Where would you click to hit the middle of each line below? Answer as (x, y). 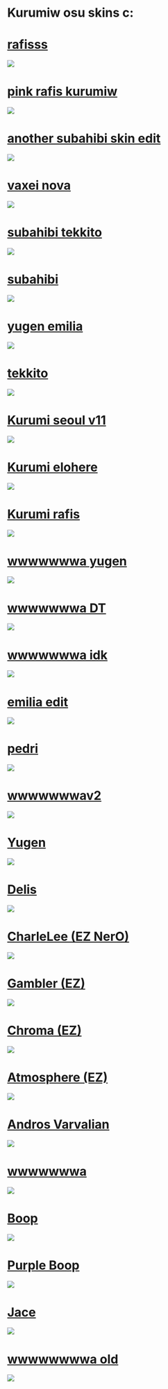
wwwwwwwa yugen (67, 561)
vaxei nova (39, 185)
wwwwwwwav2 (54, 796)
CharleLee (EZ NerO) (68, 937)
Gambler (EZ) (46, 984)
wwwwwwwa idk (57, 655)
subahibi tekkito (55, 233)
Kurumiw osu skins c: (70, 13)
